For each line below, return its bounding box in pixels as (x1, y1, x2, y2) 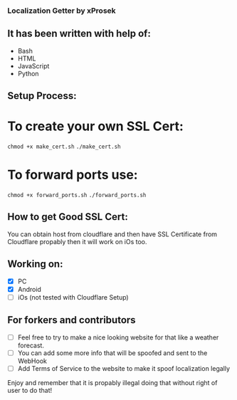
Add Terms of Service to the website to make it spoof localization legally (17, 364, 230, 372)
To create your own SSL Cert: (7, 118, 184, 135)
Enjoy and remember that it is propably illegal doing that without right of (7, 378, 218, 386)
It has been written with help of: (7, 28, 151, 40)
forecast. (17, 341, 45, 349)
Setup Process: (7, 90, 77, 102)
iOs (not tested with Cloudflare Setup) (17, 293, 130, 301)
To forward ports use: (7, 167, 138, 183)
